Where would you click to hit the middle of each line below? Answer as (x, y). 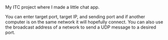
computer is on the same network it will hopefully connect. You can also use (84, 22)
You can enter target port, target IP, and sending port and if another (75, 17)
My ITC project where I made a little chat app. (52, 7)
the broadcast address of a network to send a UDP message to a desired (81, 27)
